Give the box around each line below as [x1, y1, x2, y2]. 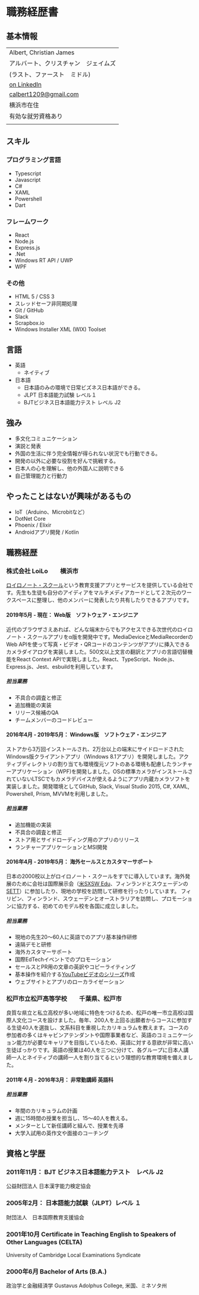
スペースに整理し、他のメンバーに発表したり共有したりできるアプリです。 [11, 596, 192, 604]
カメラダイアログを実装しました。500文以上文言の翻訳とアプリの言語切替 [6, 648, 188, 655]
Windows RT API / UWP [14, 256, 73, 264]
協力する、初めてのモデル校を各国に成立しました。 [16, 902, 141, 910]
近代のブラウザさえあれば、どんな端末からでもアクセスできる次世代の [6, 626, 178, 633]
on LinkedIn [9, 81, 42, 88]
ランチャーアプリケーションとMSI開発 [14, 843, 108, 851]
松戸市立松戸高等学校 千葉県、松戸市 [6, 994, 122, 1003]
